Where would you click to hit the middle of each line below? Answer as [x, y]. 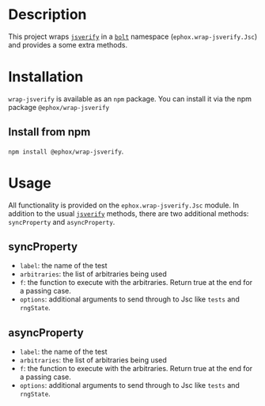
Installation [46, 77]
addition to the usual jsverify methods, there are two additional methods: [129, 213]
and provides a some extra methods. [68, 44]
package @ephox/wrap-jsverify [59, 107]
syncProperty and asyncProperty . [62, 222]
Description [47, 15]
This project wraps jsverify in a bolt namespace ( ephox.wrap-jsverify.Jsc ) [133, 36]
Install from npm [49, 132]
